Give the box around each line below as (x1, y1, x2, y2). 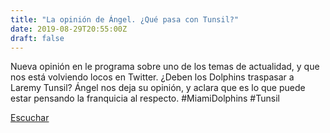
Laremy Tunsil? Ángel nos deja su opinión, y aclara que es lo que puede (10, 82, 306, 94)
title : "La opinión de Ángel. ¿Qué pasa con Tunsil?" (10, 14, 240, 25)
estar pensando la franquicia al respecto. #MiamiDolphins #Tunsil (10, 92, 280, 105)
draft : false (10, 33, 65, 43)
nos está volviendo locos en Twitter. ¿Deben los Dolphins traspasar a (10, 71, 295, 83)
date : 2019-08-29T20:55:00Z (10, 24, 128, 34)
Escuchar (10, 112, 50, 124)
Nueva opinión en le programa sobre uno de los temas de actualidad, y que (10, 61, 320, 73)
